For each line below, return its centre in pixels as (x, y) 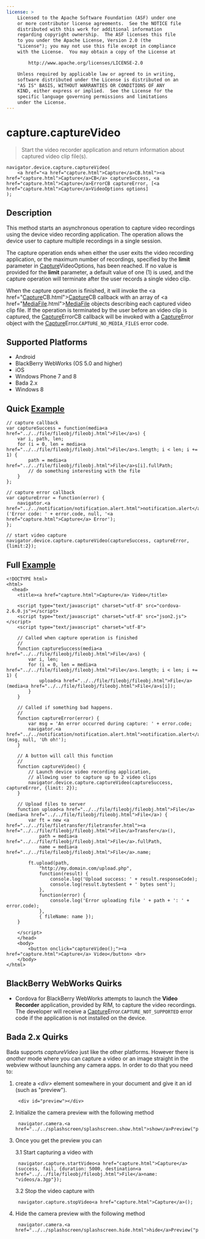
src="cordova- (164, 606)
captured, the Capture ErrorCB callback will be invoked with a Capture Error (100, 317)
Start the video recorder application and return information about (103, 149)
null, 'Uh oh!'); (45, 740)
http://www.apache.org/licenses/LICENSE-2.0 (86, 63)
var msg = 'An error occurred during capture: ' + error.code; (110, 724)
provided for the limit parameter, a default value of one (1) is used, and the (100, 272)
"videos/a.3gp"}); (38, 1180)
